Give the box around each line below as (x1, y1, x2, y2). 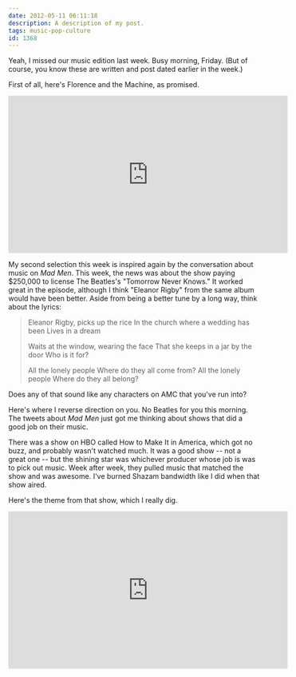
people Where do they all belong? (27, 374, 139, 384)
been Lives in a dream (27, 326, 101, 336)
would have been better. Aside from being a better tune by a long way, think (8, 293, 258, 304)
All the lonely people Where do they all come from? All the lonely (27, 365, 241, 376)
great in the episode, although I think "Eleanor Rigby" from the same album (8, 285, 255, 295)
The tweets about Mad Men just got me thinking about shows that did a (8, 413, 243, 424)
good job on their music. (8, 422, 89, 432)
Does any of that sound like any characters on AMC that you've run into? (8, 389, 247, 400)
